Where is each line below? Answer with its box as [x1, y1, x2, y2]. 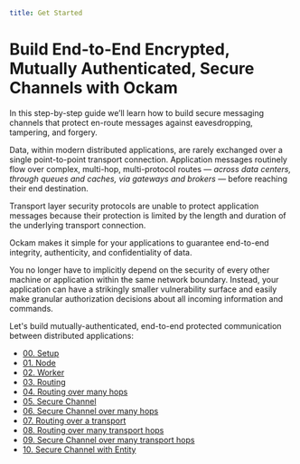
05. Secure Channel [22, 395, 97, 407]
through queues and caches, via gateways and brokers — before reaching [9, 173, 287, 184]
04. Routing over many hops [22, 386, 128, 397]
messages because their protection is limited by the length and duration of [9, 209, 286, 221]
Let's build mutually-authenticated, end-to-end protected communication [9, 320, 282, 331]
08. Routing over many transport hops [22, 424, 164, 435]
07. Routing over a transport [22, 415, 127, 426]
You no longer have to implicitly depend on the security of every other [9, 264, 270, 275]
